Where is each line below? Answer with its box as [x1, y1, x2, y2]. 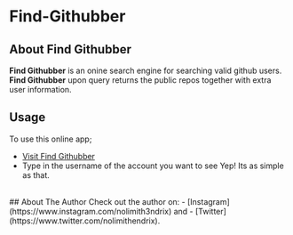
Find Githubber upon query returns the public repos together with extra [9, 75, 272, 85]
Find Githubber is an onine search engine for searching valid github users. [9, 65, 282, 76]
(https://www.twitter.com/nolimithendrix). [9, 215, 161, 226]
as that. [21, 169, 51, 180]
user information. [9, 85, 73, 94]
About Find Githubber [9, 42, 131, 57]
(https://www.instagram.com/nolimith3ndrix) [9, 206, 172, 216]
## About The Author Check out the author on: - [9, 196, 186, 207]
